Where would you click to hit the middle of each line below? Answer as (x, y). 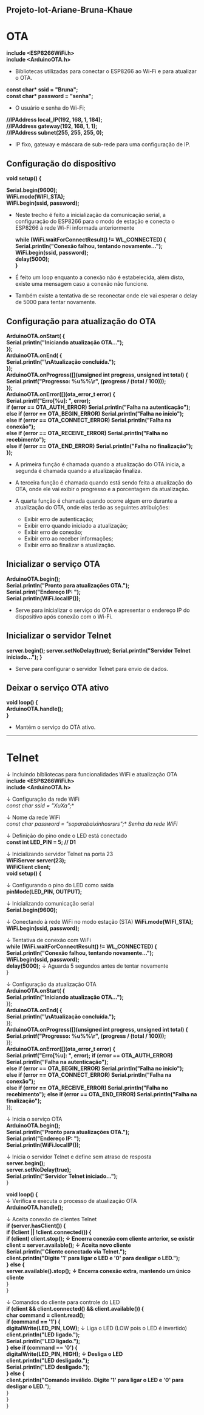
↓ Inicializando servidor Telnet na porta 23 (60, 854)
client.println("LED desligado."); (48, 1361)
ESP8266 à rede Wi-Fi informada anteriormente (75, 228)
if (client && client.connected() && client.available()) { (75, 1309)
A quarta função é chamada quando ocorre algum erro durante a (96, 501)
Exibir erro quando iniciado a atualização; (76, 525)
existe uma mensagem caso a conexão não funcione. (82, 284)
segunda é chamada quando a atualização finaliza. (79, 470)
